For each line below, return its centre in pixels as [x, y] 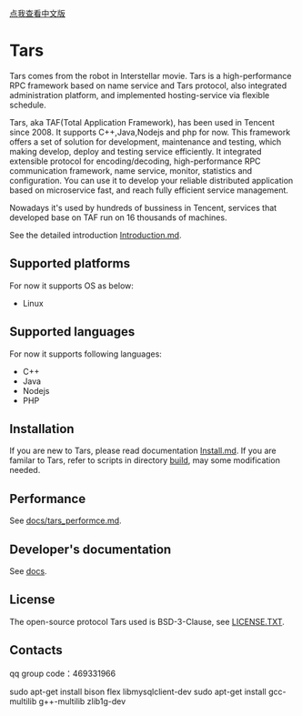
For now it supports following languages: [86, 354]
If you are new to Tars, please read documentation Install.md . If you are [143, 451]
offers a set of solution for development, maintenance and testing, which [146, 141]
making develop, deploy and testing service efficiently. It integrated [136, 151]
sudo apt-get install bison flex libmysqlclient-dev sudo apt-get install [138, 691]
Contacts [36, 650]
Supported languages [72, 332]
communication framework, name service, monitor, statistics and [131, 170]
